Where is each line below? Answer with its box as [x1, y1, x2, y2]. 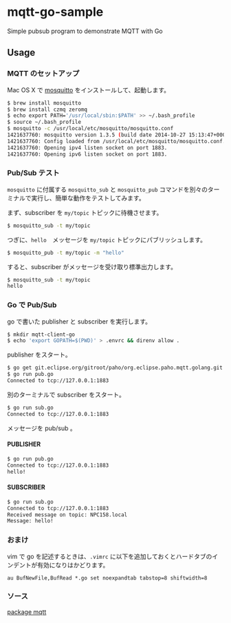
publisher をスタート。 [7, 350, 71, 359]
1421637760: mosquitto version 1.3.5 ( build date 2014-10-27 [7, 131, 186, 138]
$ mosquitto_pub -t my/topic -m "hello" [7, 249, 125, 256]
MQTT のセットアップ [7, 69, 80, 78]
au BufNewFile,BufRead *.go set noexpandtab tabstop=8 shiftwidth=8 [7, 574, 208, 582]
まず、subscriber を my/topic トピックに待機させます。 [7, 208, 163, 217]
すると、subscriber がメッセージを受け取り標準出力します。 [7, 262, 177, 271]
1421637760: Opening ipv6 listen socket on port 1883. [7, 151, 168, 158]
